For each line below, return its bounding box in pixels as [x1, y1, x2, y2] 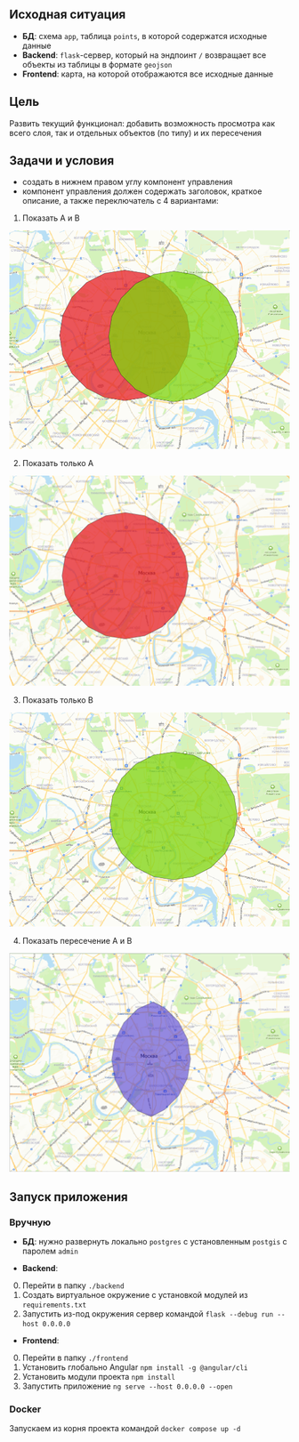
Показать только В [21, 695, 93, 705]
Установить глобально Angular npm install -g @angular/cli [21, 1362, 248, 1373]
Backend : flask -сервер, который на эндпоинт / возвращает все [21, 49, 267, 60]
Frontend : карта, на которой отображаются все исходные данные [21, 68, 274, 79]
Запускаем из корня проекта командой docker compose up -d [9, 1423, 241, 1434]
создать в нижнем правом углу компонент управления [21, 177, 233, 188]
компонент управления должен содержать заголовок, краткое [21, 186, 263, 197]
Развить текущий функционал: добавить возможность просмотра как [9, 117, 276, 128]
